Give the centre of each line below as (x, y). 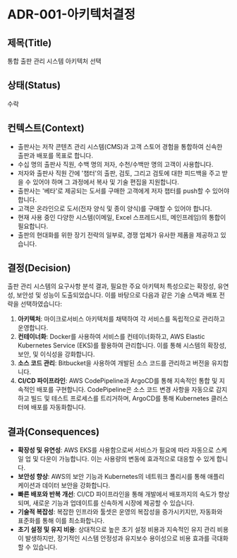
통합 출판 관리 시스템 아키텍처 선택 (54, 61)
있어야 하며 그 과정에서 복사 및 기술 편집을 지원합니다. (106, 182)
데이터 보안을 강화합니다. (76, 485)
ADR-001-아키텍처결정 (72, 14)
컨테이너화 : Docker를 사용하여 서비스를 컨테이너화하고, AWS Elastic (111, 337)
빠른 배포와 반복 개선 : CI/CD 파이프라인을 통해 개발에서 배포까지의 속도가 (117, 494)
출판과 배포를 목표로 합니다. (55, 155)
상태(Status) (34, 85)
